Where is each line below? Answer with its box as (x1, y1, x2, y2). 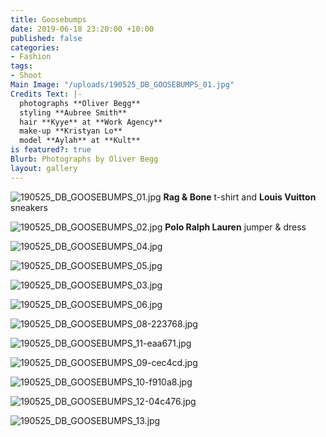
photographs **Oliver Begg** (19, 98, 141, 108)
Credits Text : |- (10, 89, 83, 99)
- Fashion (10, 52, 52, 62)
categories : (10, 42, 60, 53)
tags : (10, 61, 33, 71)
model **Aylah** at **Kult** (19, 136, 141, 146)
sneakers (10, 201, 49, 213)
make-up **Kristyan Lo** (19, 126, 123, 136)
